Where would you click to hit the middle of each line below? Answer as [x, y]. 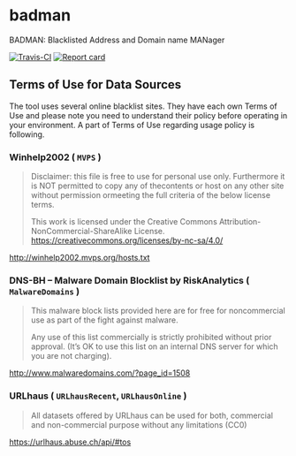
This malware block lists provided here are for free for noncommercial [158, 311]
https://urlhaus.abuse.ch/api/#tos [70, 442]
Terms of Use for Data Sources [95, 85]
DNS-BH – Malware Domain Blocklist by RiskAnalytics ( [129, 280]
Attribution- [240, 222]
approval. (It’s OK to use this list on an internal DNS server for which [154, 346]
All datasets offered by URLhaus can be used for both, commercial [152, 415]
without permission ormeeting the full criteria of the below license [151, 195]
